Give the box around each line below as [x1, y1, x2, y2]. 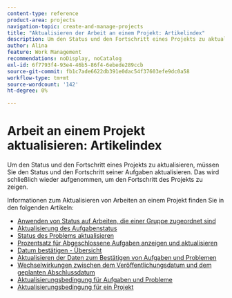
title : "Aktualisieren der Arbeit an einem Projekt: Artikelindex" [7, 29, 206, 37]
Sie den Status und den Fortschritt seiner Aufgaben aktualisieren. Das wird [7, 168, 220, 176]
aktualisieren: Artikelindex [7, 138, 162, 153]
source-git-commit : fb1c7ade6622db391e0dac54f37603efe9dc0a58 [7, 68, 190, 75]
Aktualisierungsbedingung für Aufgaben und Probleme [17, 276, 173, 284]
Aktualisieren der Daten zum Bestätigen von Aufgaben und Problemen [17, 254, 217, 262]
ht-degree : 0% [7, 87, 48, 94]
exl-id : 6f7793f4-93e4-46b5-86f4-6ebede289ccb [7, 62, 144, 68]
